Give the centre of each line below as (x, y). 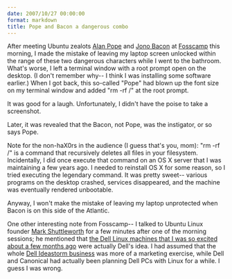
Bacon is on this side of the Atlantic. (58, 211)
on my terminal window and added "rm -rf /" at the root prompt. (98, 90)
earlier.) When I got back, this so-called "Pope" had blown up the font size (113, 83)
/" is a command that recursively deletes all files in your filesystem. (103, 153)
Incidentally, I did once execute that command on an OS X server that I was (114, 160)
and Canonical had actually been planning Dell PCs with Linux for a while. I (114, 261)
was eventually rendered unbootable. (60, 190)
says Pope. (23, 132)
